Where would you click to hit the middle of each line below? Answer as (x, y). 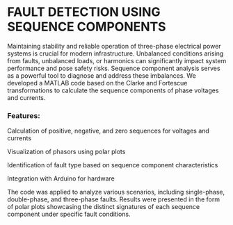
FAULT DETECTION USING (84, 12)
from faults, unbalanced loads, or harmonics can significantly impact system (117, 60)
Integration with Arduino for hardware (61, 178)
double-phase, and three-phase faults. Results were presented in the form (114, 199)
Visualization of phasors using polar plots (66, 152)
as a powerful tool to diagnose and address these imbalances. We (102, 75)
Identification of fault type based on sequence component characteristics (113, 165)
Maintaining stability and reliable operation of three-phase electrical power (114, 46)
